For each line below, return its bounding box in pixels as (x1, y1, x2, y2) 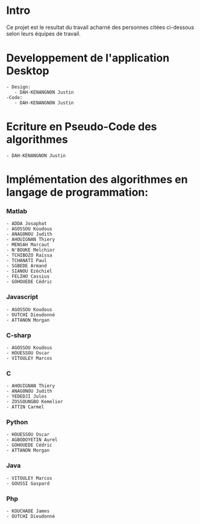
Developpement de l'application (6, 51, 170, 65)
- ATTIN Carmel (6, 404, 45, 411)
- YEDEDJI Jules (6, 394, 47, 400)
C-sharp (6, 331, 31, 339)
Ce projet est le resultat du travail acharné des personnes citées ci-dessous (6, 24, 195, 31)
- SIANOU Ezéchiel (6, 268, 52, 275)
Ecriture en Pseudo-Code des (6, 120, 157, 133)
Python (6, 418, 28, 426)
